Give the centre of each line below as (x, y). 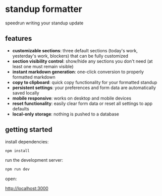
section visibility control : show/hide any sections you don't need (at (82, 61)
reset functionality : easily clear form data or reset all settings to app (82, 103)
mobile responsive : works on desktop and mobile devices (72, 98)
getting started (29, 130)
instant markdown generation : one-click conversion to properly (78, 72)
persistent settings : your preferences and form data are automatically (84, 88)
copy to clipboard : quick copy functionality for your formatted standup (85, 82)
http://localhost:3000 (27, 189)
